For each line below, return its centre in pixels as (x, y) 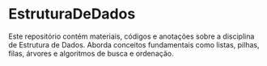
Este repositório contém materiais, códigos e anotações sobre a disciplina (131, 36)
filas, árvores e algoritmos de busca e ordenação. (91, 53)
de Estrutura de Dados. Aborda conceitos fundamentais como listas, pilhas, (134, 44)
